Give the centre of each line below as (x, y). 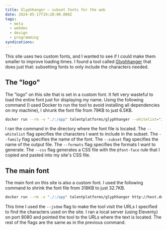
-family (13, 140)
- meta (16, 24)
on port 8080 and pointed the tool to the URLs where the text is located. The (83, 217)
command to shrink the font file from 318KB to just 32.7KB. (65, 188)
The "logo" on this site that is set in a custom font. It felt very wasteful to (79, 94)
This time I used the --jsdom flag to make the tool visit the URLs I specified (81, 207)
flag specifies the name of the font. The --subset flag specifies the (90, 139)
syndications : (20, 42)
